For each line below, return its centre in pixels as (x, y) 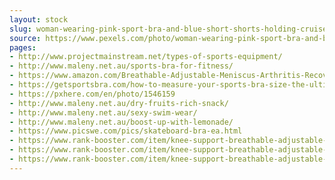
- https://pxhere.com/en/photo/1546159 (92, 94)
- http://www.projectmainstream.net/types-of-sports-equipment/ (146, 57)
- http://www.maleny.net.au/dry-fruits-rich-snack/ (119, 103)
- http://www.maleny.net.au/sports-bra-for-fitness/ (121, 66)
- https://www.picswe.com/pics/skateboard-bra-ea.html (126, 131)
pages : (23, 47)
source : (25, 38)
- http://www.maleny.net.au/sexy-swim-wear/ (103, 112)
